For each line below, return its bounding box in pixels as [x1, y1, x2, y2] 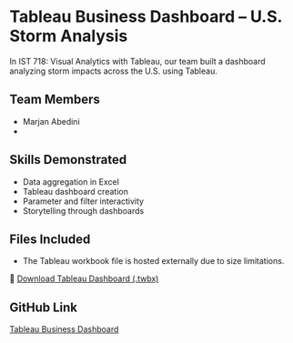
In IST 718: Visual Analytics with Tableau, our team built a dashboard [9, 55, 266, 66]
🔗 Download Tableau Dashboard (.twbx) [9, 273, 159, 284]
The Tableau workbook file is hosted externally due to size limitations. [22, 256, 285, 267]
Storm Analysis [9, 25, 128, 46]
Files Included [9, 231, 91, 247]
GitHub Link [9, 299, 77, 315]
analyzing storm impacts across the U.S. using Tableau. [9, 66, 218, 76]
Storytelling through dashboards [22, 205, 145, 216]
